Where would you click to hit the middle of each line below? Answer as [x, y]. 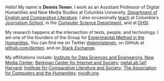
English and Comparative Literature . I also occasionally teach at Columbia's [82, 17]
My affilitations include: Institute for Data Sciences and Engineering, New [80, 57]
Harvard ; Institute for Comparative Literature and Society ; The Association [81, 68]
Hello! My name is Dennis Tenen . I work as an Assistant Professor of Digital [82, 7]
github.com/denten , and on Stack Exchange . [51, 48]
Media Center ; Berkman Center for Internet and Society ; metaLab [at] [76, 63]
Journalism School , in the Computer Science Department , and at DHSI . [77, 23]
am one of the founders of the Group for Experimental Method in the [75, 37]
